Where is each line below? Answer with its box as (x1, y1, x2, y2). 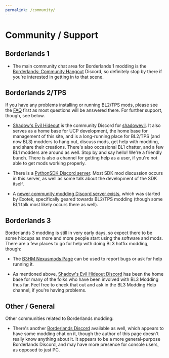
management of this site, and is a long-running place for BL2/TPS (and (12, 133, 160, 140)
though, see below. (5, 113, 45, 119)
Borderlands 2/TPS (5, 88, 67, 97)
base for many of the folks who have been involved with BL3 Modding (12, 276, 158, 282)
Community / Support (5, 29, 99, 41)
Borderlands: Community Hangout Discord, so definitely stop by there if (12, 68, 162, 74)
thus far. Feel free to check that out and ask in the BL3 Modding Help (12, 282, 157, 288)
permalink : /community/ (5, 7, 56, 13)
